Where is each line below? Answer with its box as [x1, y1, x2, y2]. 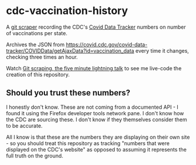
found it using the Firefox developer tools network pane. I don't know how [6, 109, 184, 116]
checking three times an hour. [6, 53, 78, 60]
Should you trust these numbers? [6, 88, 130, 98]
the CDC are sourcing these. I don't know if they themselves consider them [6, 116, 187, 123]
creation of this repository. [6, 71, 70, 78]
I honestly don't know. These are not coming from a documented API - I [6, 104, 178, 111]
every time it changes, [135, 47, 189, 54]
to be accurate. [6, 122, 43, 129]
